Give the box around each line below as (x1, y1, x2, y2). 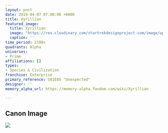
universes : (5, 49, 28, 54)
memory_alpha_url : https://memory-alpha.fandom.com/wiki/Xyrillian (5, 86, 149, 91)
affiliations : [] (5, 58, 41, 63)
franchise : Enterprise (5, 72, 52, 77)
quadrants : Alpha (5, 44, 41, 49)
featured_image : (5, 21, 39, 26)
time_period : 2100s (5, 40, 46, 45)
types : (5, 63, 19, 68)
